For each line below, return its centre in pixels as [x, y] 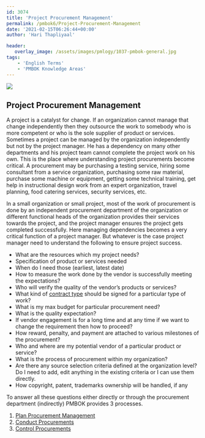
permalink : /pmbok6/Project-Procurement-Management [73, 23]
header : [16, 46]
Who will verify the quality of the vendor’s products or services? [96, 287]
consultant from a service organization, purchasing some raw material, [95, 172]
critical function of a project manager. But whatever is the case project [95, 237]
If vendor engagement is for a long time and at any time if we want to [102, 320]
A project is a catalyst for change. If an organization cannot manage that [97, 120]
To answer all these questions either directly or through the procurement [98, 397]
